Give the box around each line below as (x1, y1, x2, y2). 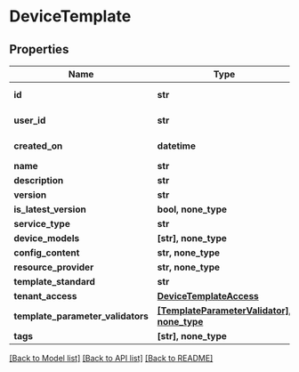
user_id (13, 114, 46, 126)
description (13, 174, 64, 186)
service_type (13, 218, 71, 230)
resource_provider (13, 261, 94, 273)
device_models (13, 232, 80, 244)
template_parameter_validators (13, 310, 149, 322)
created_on (13, 140, 63, 152)
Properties (9, 42, 69, 57)
